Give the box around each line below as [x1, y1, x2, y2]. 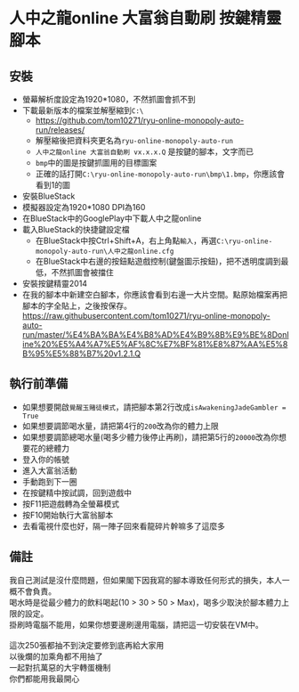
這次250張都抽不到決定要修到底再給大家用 [9, 639, 165, 650]
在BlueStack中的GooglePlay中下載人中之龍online [21, 213, 202, 224]
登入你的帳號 [21, 453, 69, 464]
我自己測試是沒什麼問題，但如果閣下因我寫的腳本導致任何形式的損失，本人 [9, 574, 282, 585]
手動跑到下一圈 [21, 476, 77, 486]
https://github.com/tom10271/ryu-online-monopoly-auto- [35, 115, 245, 126]
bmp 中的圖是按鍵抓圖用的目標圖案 [35, 158, 158, 167]
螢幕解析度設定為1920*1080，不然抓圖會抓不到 [21, 94, 196, 104]
